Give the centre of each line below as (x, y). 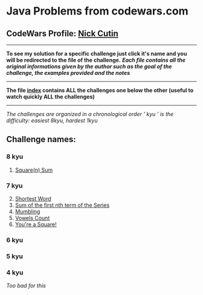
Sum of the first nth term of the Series (62, 205)
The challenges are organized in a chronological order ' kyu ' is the (90, 114)
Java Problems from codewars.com (97, 11)
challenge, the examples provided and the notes (68, 73)
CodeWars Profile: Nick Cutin (63, 34)
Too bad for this (26, 286)
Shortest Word (33, 198)
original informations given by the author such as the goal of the (89, 66)
